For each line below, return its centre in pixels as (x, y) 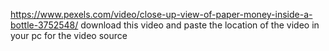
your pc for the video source (69, 35)
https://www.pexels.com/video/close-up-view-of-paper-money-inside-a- (161, 14)
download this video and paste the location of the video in (200, 25)
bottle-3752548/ (44, 25)
